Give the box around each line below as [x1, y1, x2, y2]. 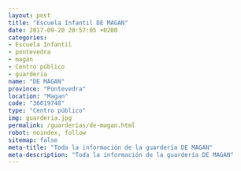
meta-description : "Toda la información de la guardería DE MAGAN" [8, 151, 235, 158]
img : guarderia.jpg [8, 114, 72, 122]
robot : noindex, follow [8, 128, 87, 136]
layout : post [8, 11, 51, 20]
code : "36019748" [8, 99, 65, 107]
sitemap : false [8, 136, 58, 144]
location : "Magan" [8, 92, 69, 100]
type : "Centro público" [8, 107, 87, 115]
